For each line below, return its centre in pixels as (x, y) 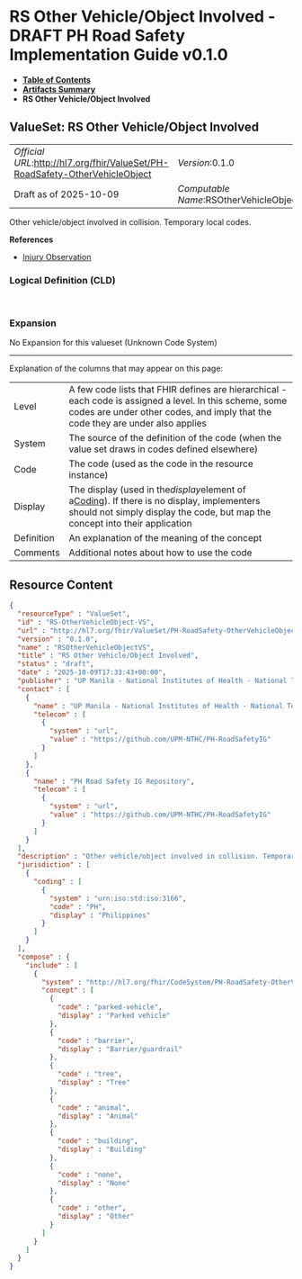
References (31, 239)
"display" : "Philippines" (100, 915)
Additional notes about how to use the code (160, 553)
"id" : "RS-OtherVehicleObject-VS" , (86, 622)
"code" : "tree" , (90, 1074)
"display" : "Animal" (98, 1116)
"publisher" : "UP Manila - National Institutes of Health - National (152, 681)
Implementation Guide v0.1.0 (119, 55)
